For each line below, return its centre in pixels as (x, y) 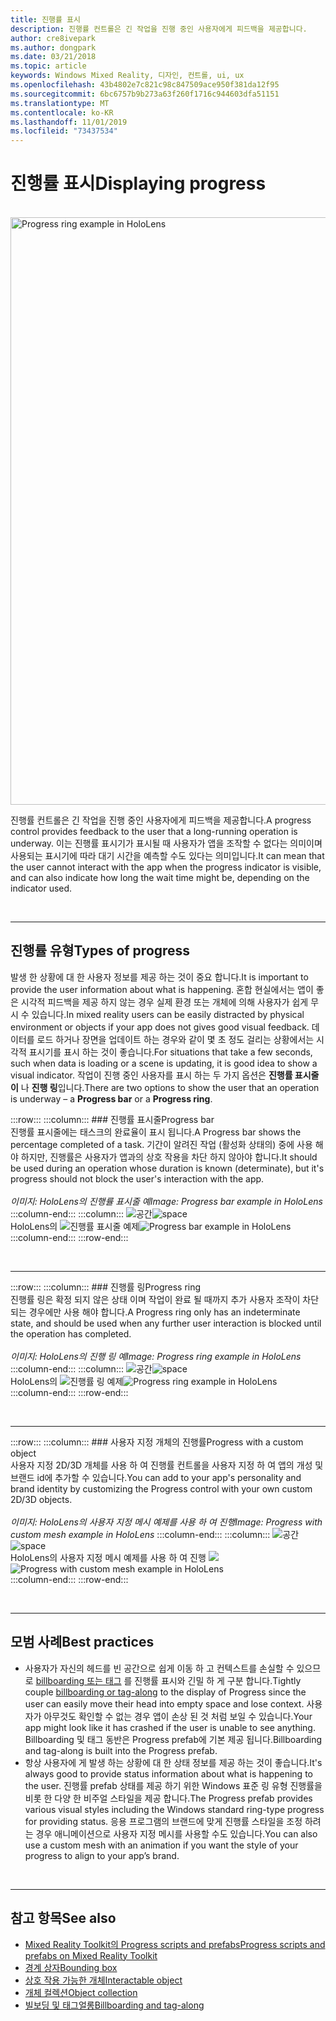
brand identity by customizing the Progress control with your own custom (161, 1488)
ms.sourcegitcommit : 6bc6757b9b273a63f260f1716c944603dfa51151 (145, 94)
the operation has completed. (71, 1333)
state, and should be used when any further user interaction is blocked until (166, 1323)
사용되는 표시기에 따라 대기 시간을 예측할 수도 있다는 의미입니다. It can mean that (167, 856)
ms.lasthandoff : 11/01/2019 (69, 122)
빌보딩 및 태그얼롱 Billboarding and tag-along (114, 2005)
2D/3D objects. (41, 1499)
